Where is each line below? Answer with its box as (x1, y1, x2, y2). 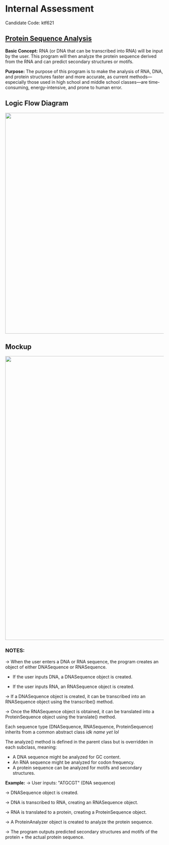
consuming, (5, 84, 30, 90)
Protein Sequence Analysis (5, 34, 92, 43)
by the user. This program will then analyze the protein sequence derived (5, 53, 157, 59)
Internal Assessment (5, 3, 94, 15)
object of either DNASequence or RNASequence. (5, 664, 107, 670)
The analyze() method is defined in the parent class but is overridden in (5, 738, 153, 745)
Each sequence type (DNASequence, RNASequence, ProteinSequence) (5, 723, 153, 729)
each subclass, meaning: (5, 744, 57, 750)
